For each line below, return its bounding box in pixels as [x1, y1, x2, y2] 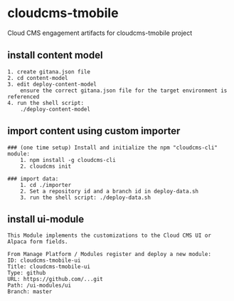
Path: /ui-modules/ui [7, 282, 72, 290]
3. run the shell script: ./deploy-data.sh [20, 194, 151, 201]
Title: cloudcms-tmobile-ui [7, 263, 91, 270]
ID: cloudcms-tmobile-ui [7, 257, 81, 265]
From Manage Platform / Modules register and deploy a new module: [7, 251, 212, 258]
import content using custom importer [7, 125, 181, 137]
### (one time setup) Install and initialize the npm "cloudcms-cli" [7, 144, 218, 151]
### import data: [7, 175, 59, 183]
